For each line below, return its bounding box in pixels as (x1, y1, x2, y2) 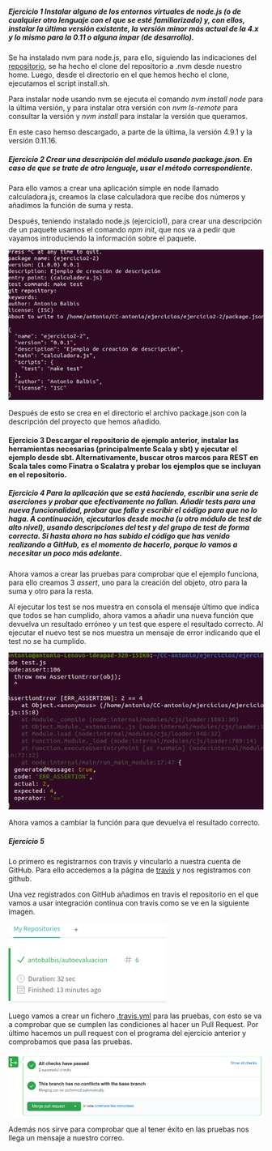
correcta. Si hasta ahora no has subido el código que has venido (8, 531, 231, 541)
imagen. (8, 907, 36, 917)
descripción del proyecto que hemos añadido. (8, 417, 162, 427)
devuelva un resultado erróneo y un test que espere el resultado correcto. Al (8, 619, 264, 629)
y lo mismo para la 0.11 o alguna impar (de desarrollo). (8, 32, 194, 42)
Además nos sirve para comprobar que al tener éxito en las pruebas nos (8, 1124, 249, 1134)
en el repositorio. (8, 470, 67, 480)
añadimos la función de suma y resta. (8, 200, 134, 210)
